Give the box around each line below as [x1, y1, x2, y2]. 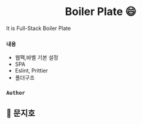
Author [6, 89, 26, 96]
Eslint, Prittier [14, 67, 48, 74]
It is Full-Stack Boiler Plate [6, 25, 71, 32]
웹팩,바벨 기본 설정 [14, 54, 59, 61]
